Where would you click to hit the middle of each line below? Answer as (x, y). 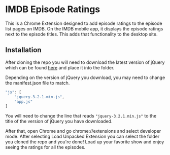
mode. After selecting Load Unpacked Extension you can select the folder (82, 137)
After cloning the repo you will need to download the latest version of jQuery (85, 62)
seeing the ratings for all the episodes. (45, 147)
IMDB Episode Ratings (53, 9)
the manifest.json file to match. (38, 83)
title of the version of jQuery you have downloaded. (59, 121)
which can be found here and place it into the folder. (60, 67)
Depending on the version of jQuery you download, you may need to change (85, 77)
